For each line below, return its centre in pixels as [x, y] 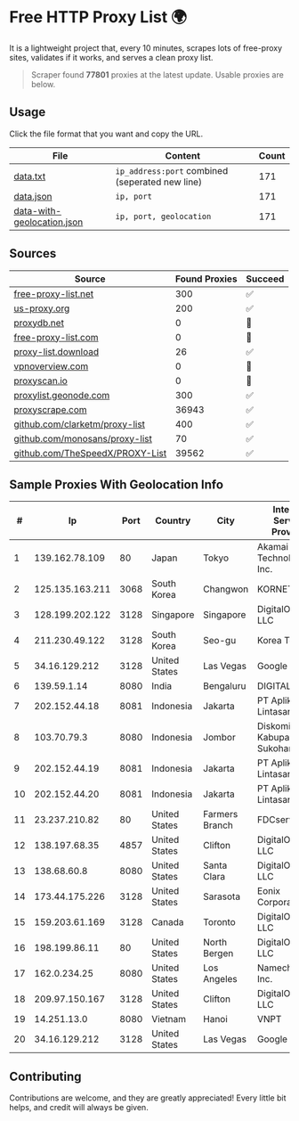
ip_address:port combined [172, 170]
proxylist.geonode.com [62, 395]
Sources [33, 254]
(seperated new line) [159, 182]
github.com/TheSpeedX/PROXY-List [90, 453]
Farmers [221, 814]
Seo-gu [220, 641]
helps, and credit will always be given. [79, 1108]
